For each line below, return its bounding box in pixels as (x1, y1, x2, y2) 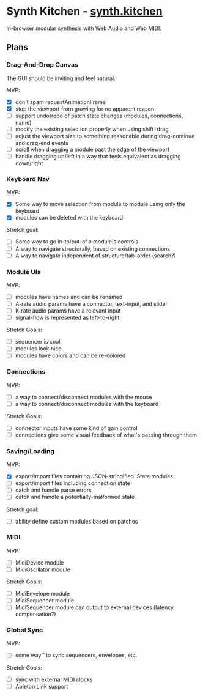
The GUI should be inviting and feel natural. (6, 75, 116, 82)
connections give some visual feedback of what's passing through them (15, 431, 197, 439)
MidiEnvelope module (15, 590, 70, 597)
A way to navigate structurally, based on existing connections (15, 245, 171, 252)
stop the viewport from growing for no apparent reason (15, 105, 155, 113)
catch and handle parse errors (15, 486, 92, 494)
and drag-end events (15, 139, 68, 146)
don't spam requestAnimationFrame (15, 98, 106, 105)
